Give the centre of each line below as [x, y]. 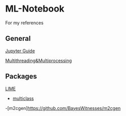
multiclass [23, 98]
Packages [21, 76]
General [18, 39]
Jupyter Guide [20, 50]
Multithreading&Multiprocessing [39, 61]
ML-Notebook [35, 9]
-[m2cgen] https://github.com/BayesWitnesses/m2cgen [63, 108]
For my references [25, 23]
